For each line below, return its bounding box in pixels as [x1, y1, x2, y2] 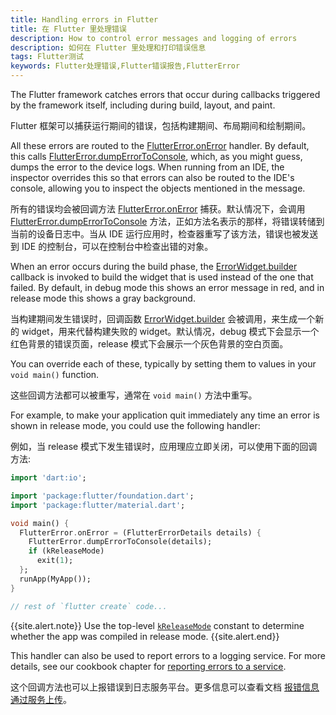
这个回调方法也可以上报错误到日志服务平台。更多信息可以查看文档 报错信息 [10, 681, 320, 693]
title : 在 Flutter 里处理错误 [10, 24, 127, 34]
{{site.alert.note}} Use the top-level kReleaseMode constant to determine [10, 619, 305, 631]
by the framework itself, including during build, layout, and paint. [10, 99, 276, 111]
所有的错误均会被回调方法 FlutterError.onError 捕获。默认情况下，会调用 [10, 203, 306, 215]
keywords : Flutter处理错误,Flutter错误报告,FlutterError [10, 61, 241, 71]
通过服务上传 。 [10, 693, 72, 705]
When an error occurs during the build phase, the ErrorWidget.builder [10, 261, 298, 272]
